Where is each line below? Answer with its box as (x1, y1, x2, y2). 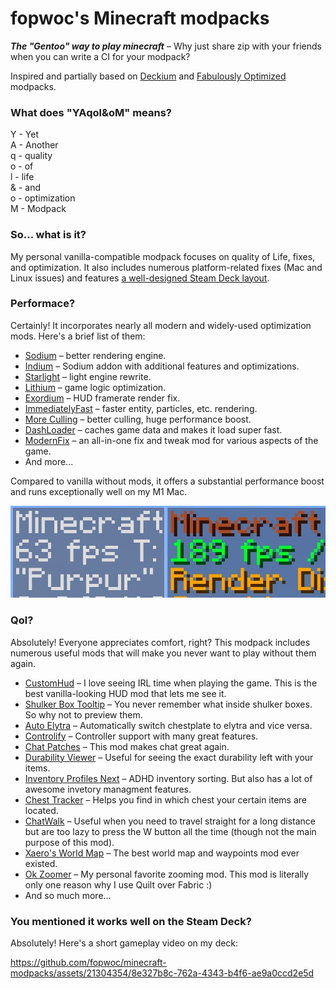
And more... (24, 455, 74, 467)
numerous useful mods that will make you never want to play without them (10, 647, 317, 659)
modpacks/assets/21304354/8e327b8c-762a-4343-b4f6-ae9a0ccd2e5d (10, 967, 315, 979)
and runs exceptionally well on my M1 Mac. (10, 485, 188, 497)
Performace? (10, 297, 76, 311)
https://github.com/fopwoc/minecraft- (10, 957, 167, 969)
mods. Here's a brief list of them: (10, 330, 146, 342)
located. (24, 804, 59, 816)
